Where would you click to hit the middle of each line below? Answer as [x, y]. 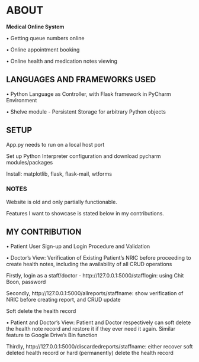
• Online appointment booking [43, 49]
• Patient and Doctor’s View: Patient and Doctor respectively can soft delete [99, 322]
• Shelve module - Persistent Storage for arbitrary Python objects [86, 111]
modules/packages [30, 162]
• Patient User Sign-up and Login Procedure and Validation [78, 246]
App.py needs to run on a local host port [55, 144]
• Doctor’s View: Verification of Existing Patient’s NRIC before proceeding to [99, 257]
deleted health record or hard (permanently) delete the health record [90, 353]
